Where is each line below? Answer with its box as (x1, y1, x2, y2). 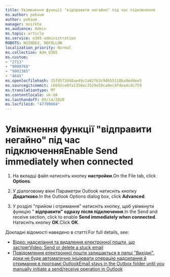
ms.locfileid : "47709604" (5, 102, 60, 107)
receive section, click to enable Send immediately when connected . (12, 214, 156, 220)
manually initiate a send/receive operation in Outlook (12, 266, 123, 272)
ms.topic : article (5, 31, 44, 36)
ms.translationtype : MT (5, 87, 56, 93)
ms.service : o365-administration (5, 36, 76, 41)
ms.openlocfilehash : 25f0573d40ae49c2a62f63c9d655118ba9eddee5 (5, 78, 142, 83)
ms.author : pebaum (5, 12, 44, 17)
